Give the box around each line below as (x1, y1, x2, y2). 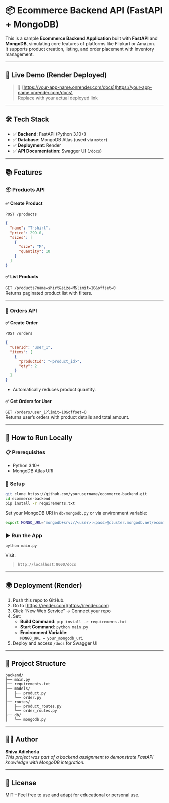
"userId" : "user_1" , (10, 345, 53, 350)
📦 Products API (5, 186, 45, 193)
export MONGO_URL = (5, 520, 44, 525)
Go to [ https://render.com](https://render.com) (12, 602, 109, 608)
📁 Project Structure (5, 659, 66, 668)
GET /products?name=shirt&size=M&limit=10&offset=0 (5, 285, 116, 291)
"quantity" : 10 (18, 249, 51, 254)
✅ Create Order (5, 319, 38, 326)
